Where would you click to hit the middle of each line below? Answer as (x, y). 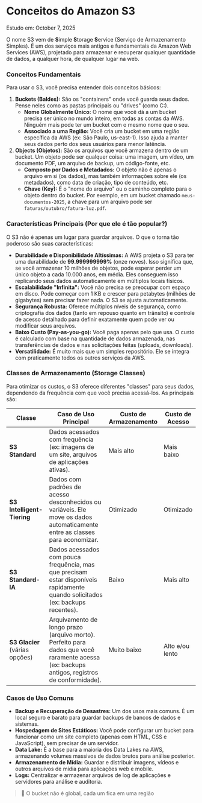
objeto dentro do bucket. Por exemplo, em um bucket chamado (102, 195)
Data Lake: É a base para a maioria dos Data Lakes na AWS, (89, 750)
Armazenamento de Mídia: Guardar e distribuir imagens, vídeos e (97, 763)
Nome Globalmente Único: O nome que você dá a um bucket (100, 112)
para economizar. (74, 539)
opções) (21, 657)
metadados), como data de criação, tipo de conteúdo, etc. (96, 183)
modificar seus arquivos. (45, 325)
